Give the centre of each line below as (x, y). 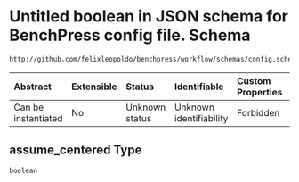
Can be (29, 107)
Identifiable (199, 87)
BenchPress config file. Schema (130, 35)
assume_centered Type (76, 150)
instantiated (38, 118)
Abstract (32, 87)
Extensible (94, 87)
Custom (254, 80)
